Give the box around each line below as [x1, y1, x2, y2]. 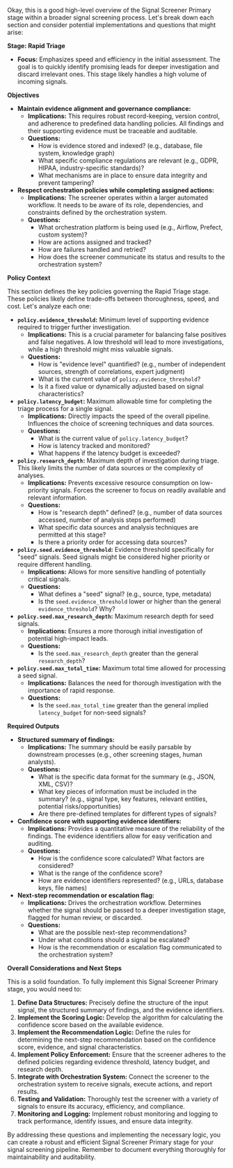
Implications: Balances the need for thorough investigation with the [27, 679, 222, 687]
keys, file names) [38, 884, 87, 892]
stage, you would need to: [7, 985, 82, 993]
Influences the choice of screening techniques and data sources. [27, 419, 214, 428]
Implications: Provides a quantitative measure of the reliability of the [27, 825, 225, 832]
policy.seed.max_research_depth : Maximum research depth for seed [17, 612, 214, 620]
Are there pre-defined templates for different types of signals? [38, 809, 217, 818]
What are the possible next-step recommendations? [38, 928, 187, 936]
